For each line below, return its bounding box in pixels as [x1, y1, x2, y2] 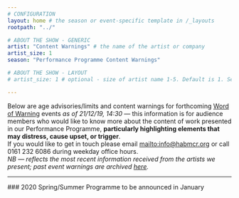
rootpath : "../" [7, 24, 55, 31]
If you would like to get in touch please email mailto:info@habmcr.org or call [7, 140, 230, 148]
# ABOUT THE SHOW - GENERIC [7, 36, 91, 43]
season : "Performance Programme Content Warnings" [7, 56, 161, 64]
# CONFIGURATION [7, 10, 55, 18]
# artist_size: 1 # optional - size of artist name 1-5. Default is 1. [7, 75, 224, 83]
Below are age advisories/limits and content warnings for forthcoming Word [7, 101, 230, 110]
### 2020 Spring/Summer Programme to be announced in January [7, 182, 205, 191]
